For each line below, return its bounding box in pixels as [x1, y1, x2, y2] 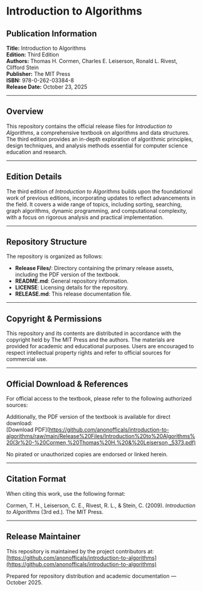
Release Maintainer [6, 532, 81, 542]
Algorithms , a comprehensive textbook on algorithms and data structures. [6, 129, 190, 136]
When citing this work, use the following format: [6, 490, 126, 497]
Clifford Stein [6, 64, 39, 71]
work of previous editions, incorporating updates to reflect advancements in [6, 194, 196, 201]
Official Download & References [6, 379, 129, 389]
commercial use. [6, 356, 48, 363]
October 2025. [6, 578, 43, 586]
